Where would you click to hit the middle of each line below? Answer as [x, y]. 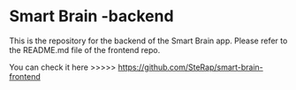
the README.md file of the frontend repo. [85, 49]
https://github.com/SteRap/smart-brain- [190, 67]
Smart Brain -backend [91, 16]
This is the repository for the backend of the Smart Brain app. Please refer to [148, 41]
